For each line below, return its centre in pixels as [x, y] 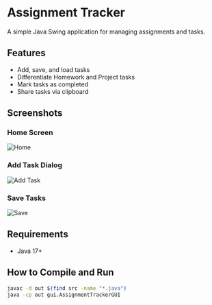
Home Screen [30, 133]
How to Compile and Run [61, 272]
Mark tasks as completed [53, 84]
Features [26, 53]
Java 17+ [29, 251]
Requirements [38, 234]
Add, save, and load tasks [53, 69]
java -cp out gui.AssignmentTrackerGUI [64, 295]
